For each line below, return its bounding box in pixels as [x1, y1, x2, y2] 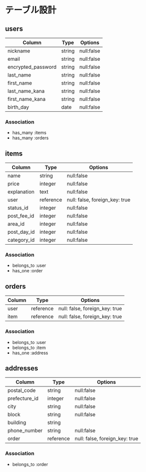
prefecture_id [7, 395, 39, 402]
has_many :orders [12, 135, 49, 141]
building [7, 419, 26, 426]
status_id [7, 205, 29, 212]
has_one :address [12, 349, 48, 356]
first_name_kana [7, 96, 46, 102]
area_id [7, 220, 25, 227]
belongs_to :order [12, 461, 48, 467]
